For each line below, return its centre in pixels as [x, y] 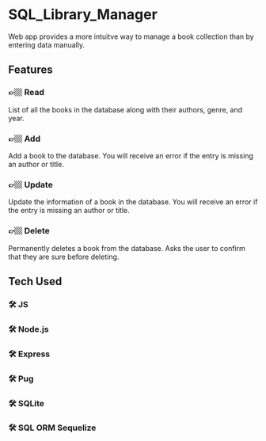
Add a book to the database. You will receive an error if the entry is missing [131, 155]
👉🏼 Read [27, 93]
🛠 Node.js [28, 329]
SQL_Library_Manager [83, 15]
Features [30, 70]
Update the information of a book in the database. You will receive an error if [133, 202]
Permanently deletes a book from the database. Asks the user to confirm [127, 248]
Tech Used [35, 281]
